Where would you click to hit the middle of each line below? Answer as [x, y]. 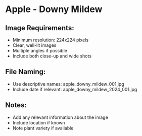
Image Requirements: [40, 28]
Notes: [16, 105]
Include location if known [39, 122]
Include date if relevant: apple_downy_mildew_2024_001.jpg [75, 89]
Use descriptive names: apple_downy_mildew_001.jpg [68, 84]
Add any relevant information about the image [60, 117]
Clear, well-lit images [34, 45]
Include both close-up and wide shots [52, 56]
